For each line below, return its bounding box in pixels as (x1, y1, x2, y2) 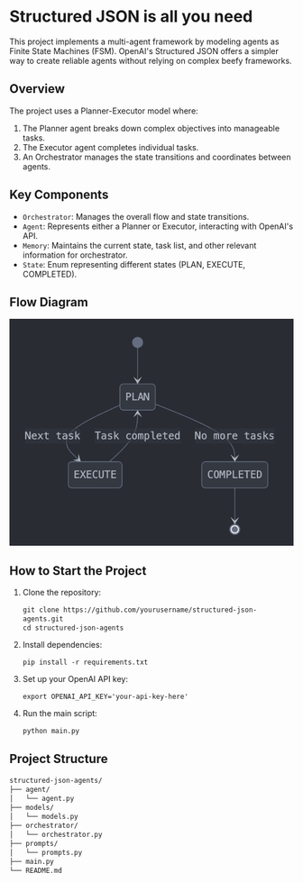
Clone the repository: (22, 587, 102, 598)
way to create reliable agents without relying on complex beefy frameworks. (9, 55, 292, 66)
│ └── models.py (9, 813, 78, 822)
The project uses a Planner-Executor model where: (9, 105, 198, 116)
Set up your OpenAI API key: (22, 674, 129, 685)
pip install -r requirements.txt (22, 658, 149, 668)
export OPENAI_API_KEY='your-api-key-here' (22, 692, 189, 702)
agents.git (22, 614, 64, 623)
